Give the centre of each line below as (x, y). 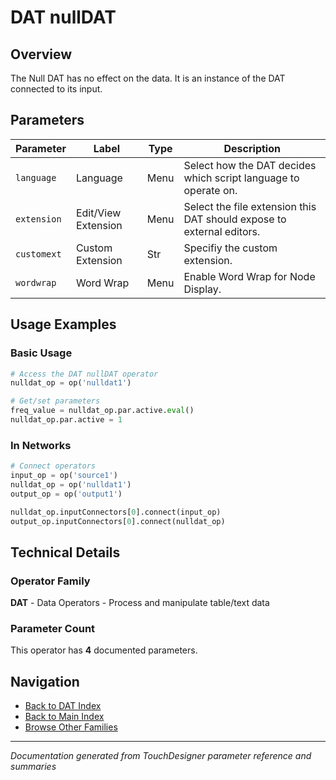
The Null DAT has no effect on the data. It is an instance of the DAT (148, 78)
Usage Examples (63, 324)
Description (252, 148)
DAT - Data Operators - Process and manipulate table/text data (140, 603)
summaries (33, 767)
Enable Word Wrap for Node (249, 276)
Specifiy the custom (230, 248)
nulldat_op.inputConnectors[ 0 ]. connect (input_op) (116, 512)
